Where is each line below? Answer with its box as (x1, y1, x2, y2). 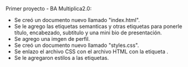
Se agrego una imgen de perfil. (14, 36, 90, 42)
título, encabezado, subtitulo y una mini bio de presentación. (14, 29, 162, 36)
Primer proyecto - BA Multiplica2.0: (5, 5, 92, 12)
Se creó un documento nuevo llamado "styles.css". (14, 42, 139, 49)
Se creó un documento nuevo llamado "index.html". (14, 17, 140, 23)
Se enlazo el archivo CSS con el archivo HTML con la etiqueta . (14, 48, 168, 55)
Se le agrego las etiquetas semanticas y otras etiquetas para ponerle (14, 23, 183, 30)
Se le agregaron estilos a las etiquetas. (14, 55, 109, 61)
